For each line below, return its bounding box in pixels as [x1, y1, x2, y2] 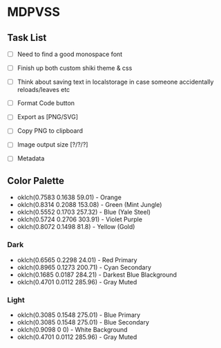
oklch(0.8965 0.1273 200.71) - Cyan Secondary [17, 263, 152, 271]
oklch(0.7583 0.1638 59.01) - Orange [17, 193, 122, 201]
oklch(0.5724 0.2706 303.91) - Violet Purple [17, 215, 143, 223]
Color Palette [7, 174, 64, 187]
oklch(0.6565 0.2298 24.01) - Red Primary [17, 255, 137, 264]
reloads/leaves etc [17, 86, 70, 94]
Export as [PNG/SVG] [17, 113, 78, 121]
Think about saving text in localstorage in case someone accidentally [17, 77, 214, 86]
